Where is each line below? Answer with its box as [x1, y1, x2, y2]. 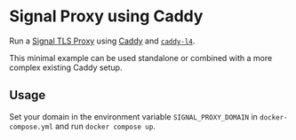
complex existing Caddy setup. [9, 62, 123, 73]
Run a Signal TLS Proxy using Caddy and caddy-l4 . [9, 35, 196, 46]
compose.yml [9, 122, 53, 131]
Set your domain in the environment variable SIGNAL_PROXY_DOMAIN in [9, 111, 258, 121]
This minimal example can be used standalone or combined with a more [9, 52, 273, 63]
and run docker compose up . [54, 121, 156, 131]
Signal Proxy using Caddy [9, 6, 204, 27]
